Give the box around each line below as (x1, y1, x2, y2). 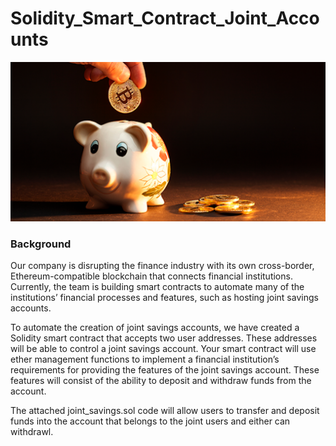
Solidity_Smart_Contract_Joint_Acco (10, 7, 320, 30)
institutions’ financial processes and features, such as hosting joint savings (10, 292, 319, 304)
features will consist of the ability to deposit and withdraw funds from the (10, 375, 312, 387)
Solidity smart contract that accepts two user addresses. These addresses (10, 332, 318, 344)
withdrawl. (10, 426, 54, 438)
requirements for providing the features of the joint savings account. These (10, 364, 320, 376)
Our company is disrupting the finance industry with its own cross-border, (10, 260, 315, 272)
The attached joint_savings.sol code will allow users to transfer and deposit (10, 405, 320, 417)
